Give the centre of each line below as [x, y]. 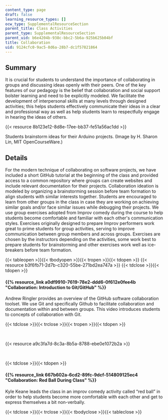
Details [16, 158]
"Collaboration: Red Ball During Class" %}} [51, 380]
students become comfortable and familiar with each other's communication [84, 218]
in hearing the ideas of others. [36, 117]
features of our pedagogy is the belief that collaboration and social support [83, 91]
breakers [14, 250]
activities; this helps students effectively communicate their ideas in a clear [83, 107]
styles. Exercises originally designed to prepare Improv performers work [80, 223]
